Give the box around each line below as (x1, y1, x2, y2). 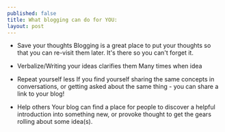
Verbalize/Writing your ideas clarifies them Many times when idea (16, 62, 202, 70)
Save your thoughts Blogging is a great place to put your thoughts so (16, 42, 211, 50)
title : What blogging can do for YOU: (7, 16, 118, 23)
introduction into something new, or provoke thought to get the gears (16, 110, 212, 118)
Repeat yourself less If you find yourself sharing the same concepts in (16, 75, 215, 83)
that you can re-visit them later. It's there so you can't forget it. (16, 49, 194, 57)
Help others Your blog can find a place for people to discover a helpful (16, 103, 215, 111)
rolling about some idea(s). (16, 118, 93, 126)
